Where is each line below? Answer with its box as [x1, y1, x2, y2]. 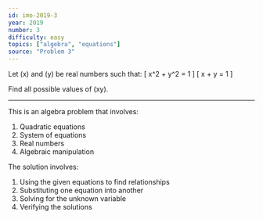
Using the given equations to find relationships [19, 178, 170, 186]
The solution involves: [8, 162, 79, 171]
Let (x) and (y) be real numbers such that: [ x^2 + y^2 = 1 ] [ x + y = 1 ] [8, 70, 233, 78]
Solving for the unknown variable [19, 194, 127, 203]
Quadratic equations [19, 122, 86, 131]
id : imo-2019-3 [8, 11, 58, 20]
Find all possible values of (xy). [8, 84, 109, 94]
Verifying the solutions [19, 203, 92, 211]
